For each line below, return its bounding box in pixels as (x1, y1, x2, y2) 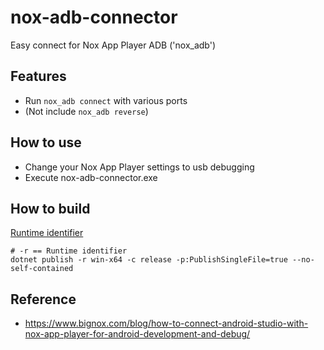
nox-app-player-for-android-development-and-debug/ (24, 328, 251, 340)
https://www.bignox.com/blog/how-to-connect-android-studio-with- (24, 317, 309, 330)
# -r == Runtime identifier (10, 246, 128, 256)
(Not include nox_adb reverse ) (24, 105, 149, 117)
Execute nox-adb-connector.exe (24, 171, 158, 183)
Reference (10, 291, 77, 308)
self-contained (10, 264, 74, 274)
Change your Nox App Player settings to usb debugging (24, 161, 255, 173)
